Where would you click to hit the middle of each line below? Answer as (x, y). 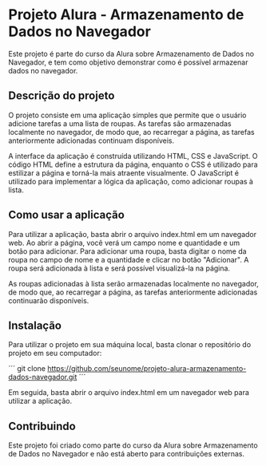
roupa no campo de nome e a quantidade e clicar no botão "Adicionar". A (129, 259)
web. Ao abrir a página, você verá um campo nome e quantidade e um (124, 243)
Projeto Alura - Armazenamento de (126, 15)
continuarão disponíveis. (49, 300)
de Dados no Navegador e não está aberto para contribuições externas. (127, 454)
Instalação (35, 325)
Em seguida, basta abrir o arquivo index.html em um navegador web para (129, 393)
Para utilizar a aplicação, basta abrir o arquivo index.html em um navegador (133, 234)
